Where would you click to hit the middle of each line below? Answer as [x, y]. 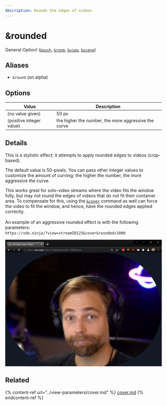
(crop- [154, 155]
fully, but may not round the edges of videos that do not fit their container [80, 196]
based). [13, 160]
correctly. [15, 211]
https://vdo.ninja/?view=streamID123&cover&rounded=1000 [65, 233]
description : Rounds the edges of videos [49, 10]
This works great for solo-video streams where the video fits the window [80, 190]
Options [18, 93]
